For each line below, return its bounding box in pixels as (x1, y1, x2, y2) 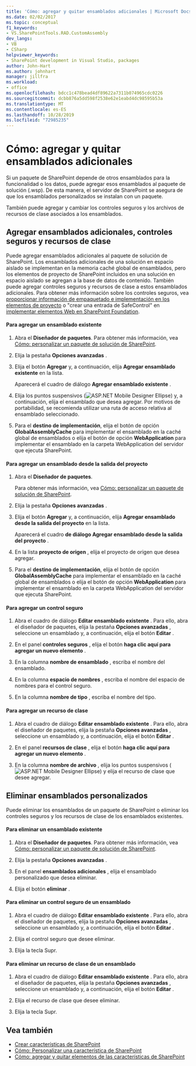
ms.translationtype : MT (6, 101, 64, 107)
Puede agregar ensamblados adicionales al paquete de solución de (6, 252, 168, 259)
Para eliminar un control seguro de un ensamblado (6, 899, 131, 906)
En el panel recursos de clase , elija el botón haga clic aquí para (14, 744, 170, 751)
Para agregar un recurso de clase (6, 707, 89, 714)
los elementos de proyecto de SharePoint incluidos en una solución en (6, 270, 175, 278)
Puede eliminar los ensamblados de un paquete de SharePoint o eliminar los (6, 806, 189, 813)
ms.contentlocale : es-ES (6, 106, 66, 112)
